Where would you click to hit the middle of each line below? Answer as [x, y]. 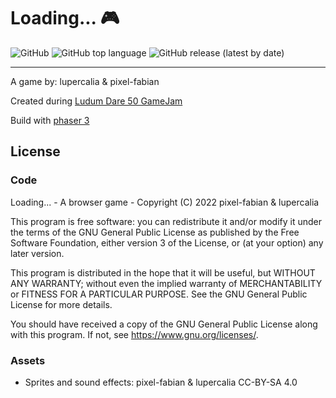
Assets [28, 360]
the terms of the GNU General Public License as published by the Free [155, 232]
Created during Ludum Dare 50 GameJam [96, 101]
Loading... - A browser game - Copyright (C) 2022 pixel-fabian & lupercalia [165, 202]
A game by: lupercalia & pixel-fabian [85, 81]
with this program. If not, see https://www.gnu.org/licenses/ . [134, 334]
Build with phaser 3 [50, 120]
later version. [37, 253]
